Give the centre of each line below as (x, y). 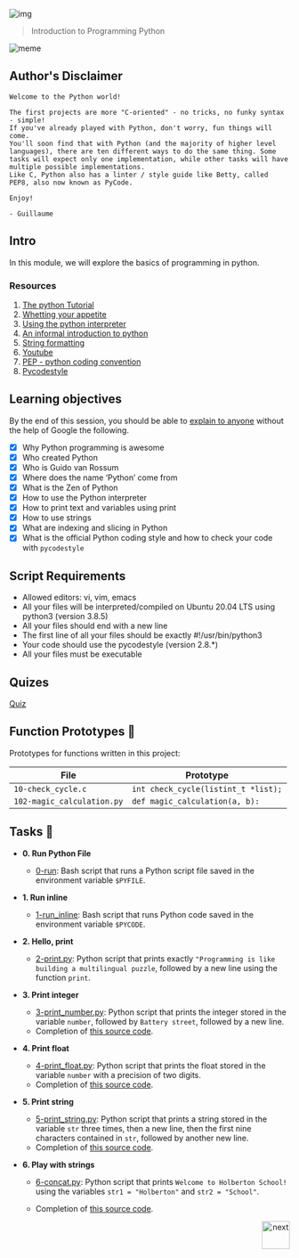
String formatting (53, 342)
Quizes (29, 682)
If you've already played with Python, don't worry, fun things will (141, 128)
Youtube (37, 352)
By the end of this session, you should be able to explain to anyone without (147, 421)
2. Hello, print (48, 941)
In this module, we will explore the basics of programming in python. (134, 262)
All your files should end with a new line (95, 626)
